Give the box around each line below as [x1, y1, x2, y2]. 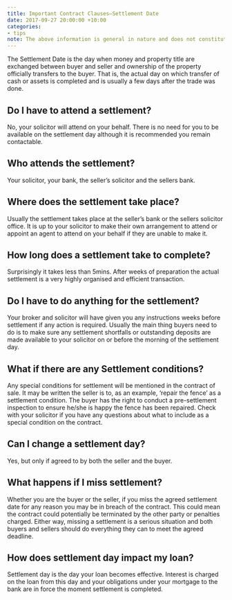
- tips [7, 29, 26, 37]
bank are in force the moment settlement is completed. [7, 585, 164, 593]
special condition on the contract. [7, 418, 103, 426]
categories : [7, 23, 41, 30]
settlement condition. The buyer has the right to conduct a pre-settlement [7, 396, 217, 404]
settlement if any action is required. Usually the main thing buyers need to [7, 321, 217, 329]
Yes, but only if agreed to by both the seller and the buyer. [7, 457, 173, 465]
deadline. [7, 531, 34, 540]
